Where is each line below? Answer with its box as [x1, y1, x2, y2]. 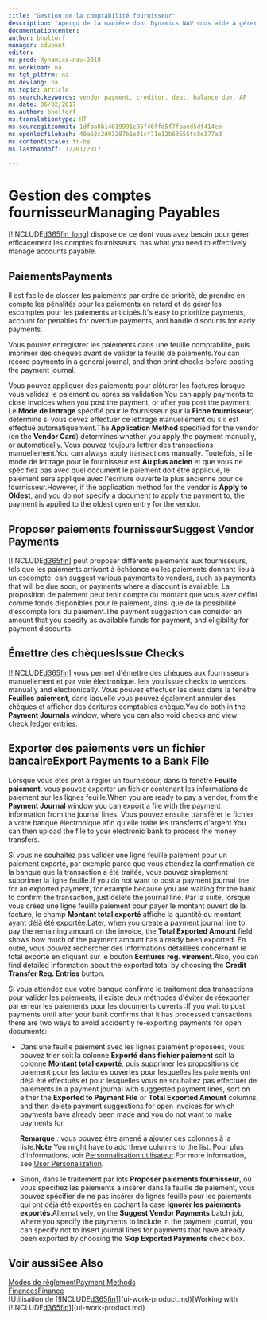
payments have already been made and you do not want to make [19, 1109, 233, 1119]
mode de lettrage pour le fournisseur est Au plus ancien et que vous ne [8, 457, 244, 467]
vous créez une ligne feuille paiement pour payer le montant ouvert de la [8, 901, 246, 911]
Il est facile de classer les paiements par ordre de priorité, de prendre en [8, 291, 245, 300]
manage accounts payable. [8, 246, 97, 256]
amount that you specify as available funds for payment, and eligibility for [8, 615, 249, 625]
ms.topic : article [8, 85, 69, 94]
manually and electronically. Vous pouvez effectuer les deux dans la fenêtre [8, 684, 257, 694]
